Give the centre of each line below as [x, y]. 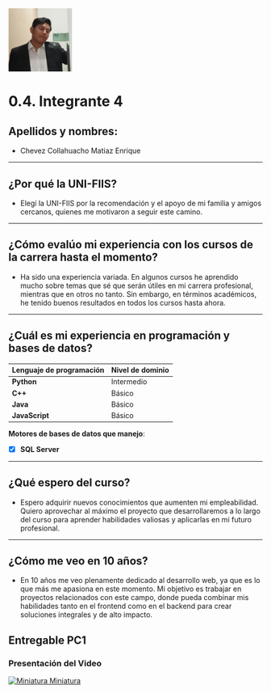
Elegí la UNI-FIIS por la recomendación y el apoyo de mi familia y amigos [141, 203]
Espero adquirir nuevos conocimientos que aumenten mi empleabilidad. [139, 502]
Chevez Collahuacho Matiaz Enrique [80, 151]
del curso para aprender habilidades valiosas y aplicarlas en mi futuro [136, 519]
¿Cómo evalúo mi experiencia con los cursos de [131, 245]
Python [24, 382]
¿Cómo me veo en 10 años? [78, 561]
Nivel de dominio [140, 370]
